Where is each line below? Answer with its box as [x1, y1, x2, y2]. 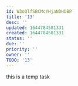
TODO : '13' [6, 57, 33, 63]
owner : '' [6, 52, 30, 58]
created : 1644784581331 [6, 30, 65, 36]
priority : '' [6, 46, 38, 52]
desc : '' [6, 19, 28, 25]
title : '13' [6, 14, 35, 20]
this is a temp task [6, 73, 50, 80]
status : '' [6, 35, 33, 41]
